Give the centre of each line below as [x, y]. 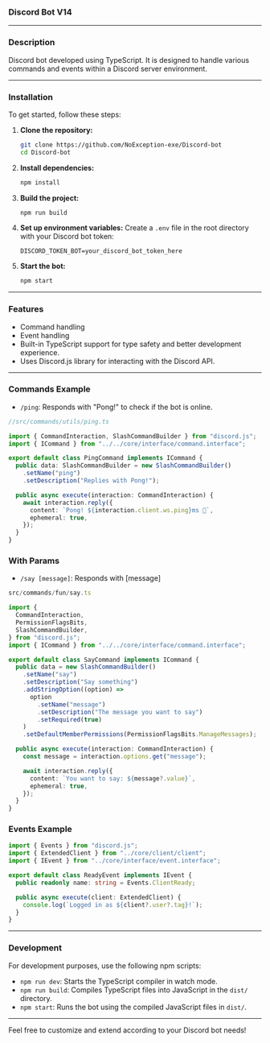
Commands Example [49, 389]
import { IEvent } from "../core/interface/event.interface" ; [115, 861]
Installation [31, 97]
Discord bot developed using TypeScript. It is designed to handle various [129, 60]
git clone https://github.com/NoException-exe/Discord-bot [121, 145]
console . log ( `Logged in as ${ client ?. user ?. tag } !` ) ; [113, 904]
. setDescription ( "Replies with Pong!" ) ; [91, 481]
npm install [40, 182]
